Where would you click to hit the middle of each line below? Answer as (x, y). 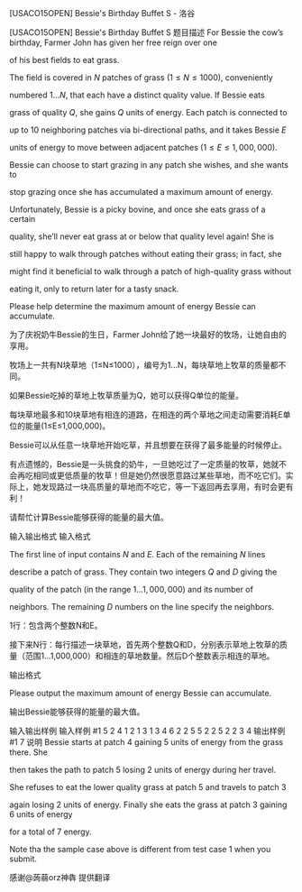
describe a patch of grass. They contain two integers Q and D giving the (143, 572)
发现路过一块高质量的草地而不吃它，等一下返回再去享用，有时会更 (163, 487)
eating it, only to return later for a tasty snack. (94, 289)
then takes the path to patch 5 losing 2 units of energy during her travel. (143, 770)
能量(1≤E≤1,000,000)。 (68, 426)
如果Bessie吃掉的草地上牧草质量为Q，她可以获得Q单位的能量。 (127, 395)
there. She (28, 752)
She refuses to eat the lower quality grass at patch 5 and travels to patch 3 (148, 787)
